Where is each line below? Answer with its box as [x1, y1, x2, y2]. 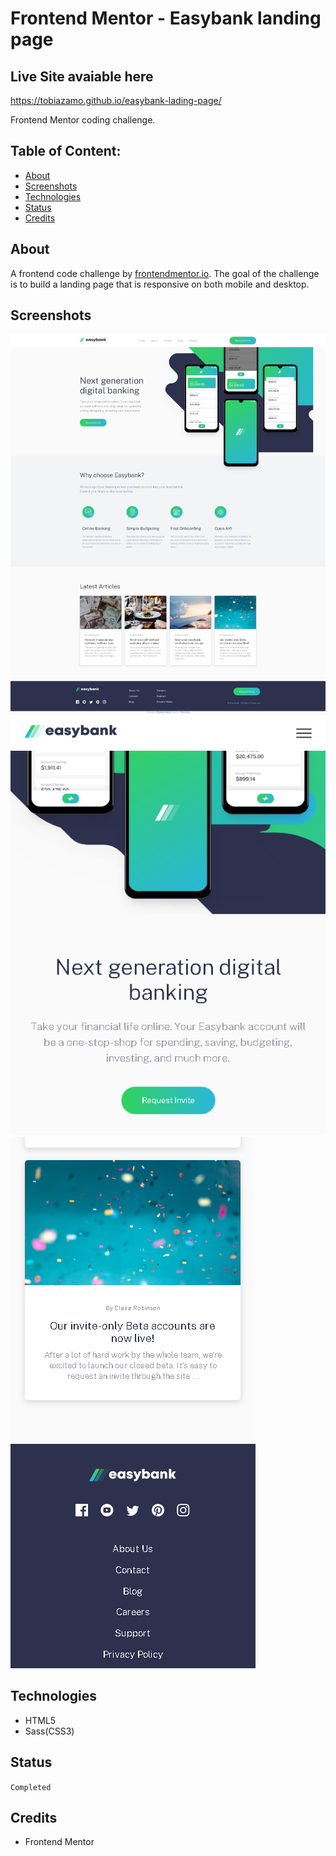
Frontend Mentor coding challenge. [10, 114, 156, 126]
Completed [10, 1782, 52, 1792]
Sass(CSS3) [24, 1725, 75, 1737]
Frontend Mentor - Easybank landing [10, 7, 322, 30]
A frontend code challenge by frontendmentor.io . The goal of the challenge [10, 267, 320, 279]
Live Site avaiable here [10, 68, 154, 85]
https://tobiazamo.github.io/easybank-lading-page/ [10, 95, 222, 106]
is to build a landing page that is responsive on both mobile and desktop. [10, 278, 310, 290]
